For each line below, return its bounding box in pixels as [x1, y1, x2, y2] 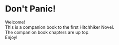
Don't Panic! [5, 3, 56, 14]
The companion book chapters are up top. [5, 29, 90, 35]
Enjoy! [5, 34, 18, 40]
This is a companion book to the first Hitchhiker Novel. [5, 24, 115, 30]
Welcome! [5, 19, 25, 25]
